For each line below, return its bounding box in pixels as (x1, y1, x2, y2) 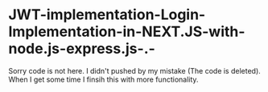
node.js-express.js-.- (8, 40, 155, 58)
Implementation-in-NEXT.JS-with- (8, 22, 245, 41)
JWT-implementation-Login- (8, 6, 206, 24)
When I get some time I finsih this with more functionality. (8, 74, 199, 84)
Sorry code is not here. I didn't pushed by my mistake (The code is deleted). (8, 66, 262, 75)
